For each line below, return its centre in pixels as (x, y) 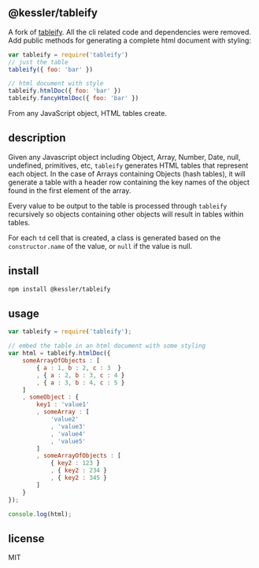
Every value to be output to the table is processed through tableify (118, 206)
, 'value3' (68, 426)
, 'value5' (68, 441)
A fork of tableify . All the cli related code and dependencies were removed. (130, 32)
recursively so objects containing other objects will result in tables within (126, 214)
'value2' (65, 419)
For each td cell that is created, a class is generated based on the (115, 238)
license (26, 538)
